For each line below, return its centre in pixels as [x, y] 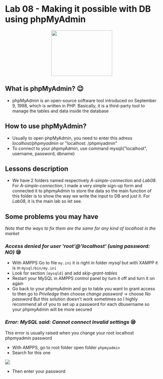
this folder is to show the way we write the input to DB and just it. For [81, 196]
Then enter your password [39, 371]
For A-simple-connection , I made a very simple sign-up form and [77, 186]
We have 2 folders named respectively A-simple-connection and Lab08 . [84, 180]
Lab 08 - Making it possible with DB [78, 9]
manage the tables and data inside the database [60, 111]
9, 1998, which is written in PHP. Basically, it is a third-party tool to [78, 105]
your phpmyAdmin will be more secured [52, 309]
